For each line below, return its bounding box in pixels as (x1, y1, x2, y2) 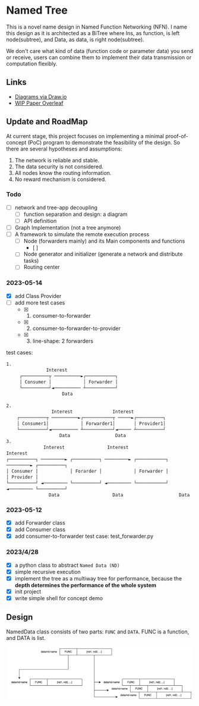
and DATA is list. (6, 634, 46, 641)
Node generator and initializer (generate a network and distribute (23, 250, 183, 258)
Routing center (23, 263, 61, 271)
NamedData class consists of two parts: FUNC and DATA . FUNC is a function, (6, 628, 189, 635)
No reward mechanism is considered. (14, 175, 107, 183)
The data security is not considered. (14, 163, 104, 170)
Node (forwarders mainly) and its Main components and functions (23, 237, 185, 244)
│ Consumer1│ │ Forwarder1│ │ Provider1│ (17, 421, 166, 426)
